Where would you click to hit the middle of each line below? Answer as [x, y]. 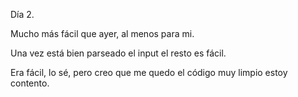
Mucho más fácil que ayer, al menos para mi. [102, 33]
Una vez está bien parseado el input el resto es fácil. [118, 53]
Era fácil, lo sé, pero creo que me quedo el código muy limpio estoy [149, 72]
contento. [30, 83]
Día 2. [22, 14]
